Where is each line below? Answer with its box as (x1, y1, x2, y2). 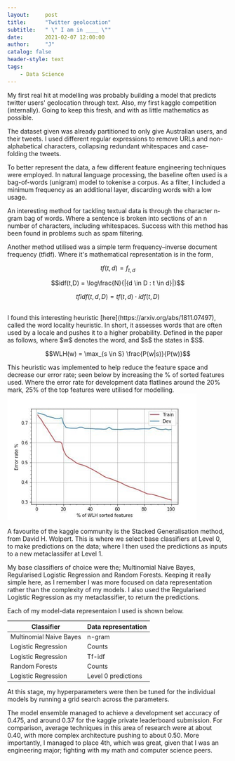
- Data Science (20, 70, 65, 77)
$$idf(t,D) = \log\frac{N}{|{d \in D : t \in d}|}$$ (51, 279, 185, 288)
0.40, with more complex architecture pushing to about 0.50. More (7, 731, 200, 739)
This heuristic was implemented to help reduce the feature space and (7, 363, 208, 372)
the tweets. (29, 149, 62, 158)
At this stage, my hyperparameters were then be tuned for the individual (7, 687, 215, 696)
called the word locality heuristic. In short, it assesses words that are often (7, 321, 222, 330)
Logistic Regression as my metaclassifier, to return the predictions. (7, 593, 200, 601)
